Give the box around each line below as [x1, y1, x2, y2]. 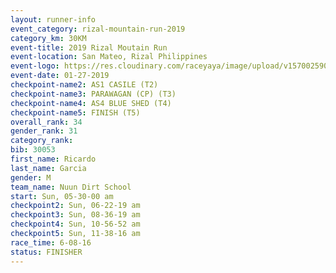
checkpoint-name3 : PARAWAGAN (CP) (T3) [10, 89, 177, 99]
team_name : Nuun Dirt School [10, 182, 132, 192]
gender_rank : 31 [10, 126, 78, 136]
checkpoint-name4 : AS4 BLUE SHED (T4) [10, 98, 172, 108]
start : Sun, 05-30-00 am [10, 191, 114, 201]
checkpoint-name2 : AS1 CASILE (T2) [10, 80, 159, 90]
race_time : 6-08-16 [10, 237, 92, 248]
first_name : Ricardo [10, 154, 97, 164]
